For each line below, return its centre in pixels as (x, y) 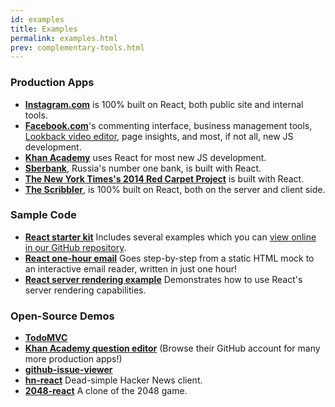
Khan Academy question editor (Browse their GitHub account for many (172, 348)
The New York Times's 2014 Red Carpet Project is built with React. (164, 178)
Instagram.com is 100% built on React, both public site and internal (164, 104)
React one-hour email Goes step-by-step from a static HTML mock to (169, 258)
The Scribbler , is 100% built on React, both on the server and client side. (175, 189)
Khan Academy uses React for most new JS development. (145, 157)
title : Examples (44, 29)
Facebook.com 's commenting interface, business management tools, (168, 125)
